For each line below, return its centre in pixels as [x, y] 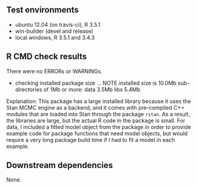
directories [28, 89]
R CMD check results [47, 57]
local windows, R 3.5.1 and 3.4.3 [55, 37]
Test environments [42, 10]
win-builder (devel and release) [54, 31]
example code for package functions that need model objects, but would [97, 133]
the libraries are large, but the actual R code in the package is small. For [96, 120]
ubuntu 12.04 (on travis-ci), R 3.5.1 [58, 24]
